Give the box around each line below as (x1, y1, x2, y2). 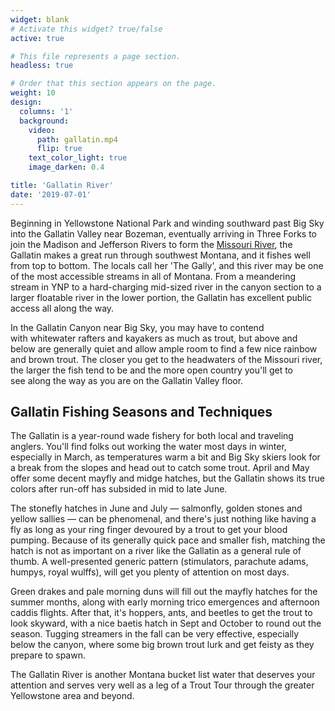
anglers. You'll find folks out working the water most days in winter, (10, 441, 287, 453)
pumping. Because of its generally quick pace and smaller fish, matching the (10, 534, 326, 546)
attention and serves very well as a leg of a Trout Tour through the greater (10, 679, 315, 691)
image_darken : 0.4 (28, 162, 105, 173)
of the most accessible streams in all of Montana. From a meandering (10, 270, 297, 282)
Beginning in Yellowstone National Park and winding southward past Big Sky (10, 217, 325, 229)
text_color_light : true (28, 153, 128, 163)
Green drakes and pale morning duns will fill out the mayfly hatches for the (10, 586, 318, 598)
